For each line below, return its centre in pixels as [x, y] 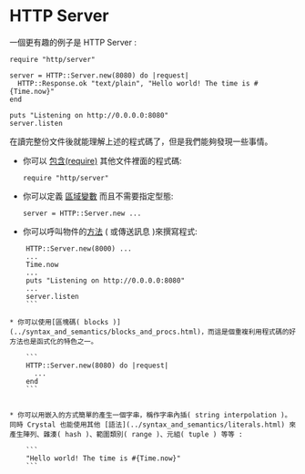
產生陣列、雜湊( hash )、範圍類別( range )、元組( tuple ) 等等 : [126, 434]
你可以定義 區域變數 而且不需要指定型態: [98, 196]
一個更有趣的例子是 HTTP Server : [73, 42]
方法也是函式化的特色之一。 [54, 341]
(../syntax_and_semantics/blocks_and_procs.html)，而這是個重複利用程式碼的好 [152, 332]
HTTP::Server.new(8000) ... [79, 248]
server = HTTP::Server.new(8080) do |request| [99, 75]
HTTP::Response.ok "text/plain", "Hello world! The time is [134, 83]
